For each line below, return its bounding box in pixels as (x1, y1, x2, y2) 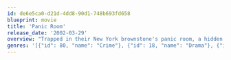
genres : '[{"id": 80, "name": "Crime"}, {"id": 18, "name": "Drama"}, (7, 42, 214, 49)
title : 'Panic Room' (7, 23, 67, 30)
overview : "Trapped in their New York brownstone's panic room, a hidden (7, 36, 223, 43)
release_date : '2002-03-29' (7, 29, 88, 37)
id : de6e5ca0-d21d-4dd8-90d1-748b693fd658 (7, 10, 131, 17)
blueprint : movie (7, 17, 57, 23)
